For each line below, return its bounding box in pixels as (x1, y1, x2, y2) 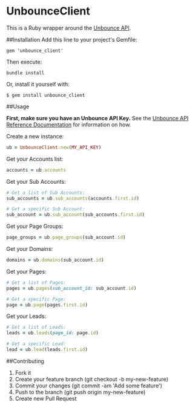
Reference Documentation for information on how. (6, 121, 131, 128)
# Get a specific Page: (6, 296, 67, 302)
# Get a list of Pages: (6, 279, 67, 285)
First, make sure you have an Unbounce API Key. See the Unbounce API (6, 114, 189, 121)
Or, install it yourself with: (6, 80, 70, 88)
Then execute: (6, 58, 42, 65)
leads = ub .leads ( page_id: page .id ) (6, 330, 99, 336)
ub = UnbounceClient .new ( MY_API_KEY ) (6, 144, 102, 151)
